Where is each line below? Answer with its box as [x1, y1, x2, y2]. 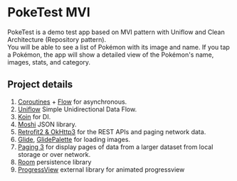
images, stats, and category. [7, 57, 91, 66]
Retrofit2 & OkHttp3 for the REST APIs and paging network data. [17, 127, 206, 136]
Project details [7, 79, 73, 91]
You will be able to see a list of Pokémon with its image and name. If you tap [7, 43, 230, 51]
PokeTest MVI [7, 4, 90, 21]
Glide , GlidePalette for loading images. [17, 135, 130, 143]
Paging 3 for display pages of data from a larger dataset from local [17, 143, 214, 151]
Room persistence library [17, 158, 92, 166]
